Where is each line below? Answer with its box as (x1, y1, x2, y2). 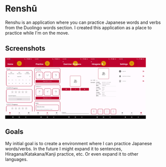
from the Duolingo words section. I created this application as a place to (5, 24, 152, 30)
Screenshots (5, 44, 46, 53)
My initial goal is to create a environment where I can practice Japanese (5, 141, 152, 147)
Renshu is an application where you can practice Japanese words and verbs (5, 19, 161, 25)
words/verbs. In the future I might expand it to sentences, (5, 146, 122, 152)
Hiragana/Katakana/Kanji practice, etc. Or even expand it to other (5, 151, 139, 157)
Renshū (5, 3, 37, 14)
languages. (5, 157, 28, 163)
